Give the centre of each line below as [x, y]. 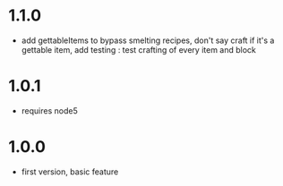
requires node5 [49, 110]
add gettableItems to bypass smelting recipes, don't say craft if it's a [148, 40]
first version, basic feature [70, 172]
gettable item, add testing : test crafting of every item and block [139, 49]
